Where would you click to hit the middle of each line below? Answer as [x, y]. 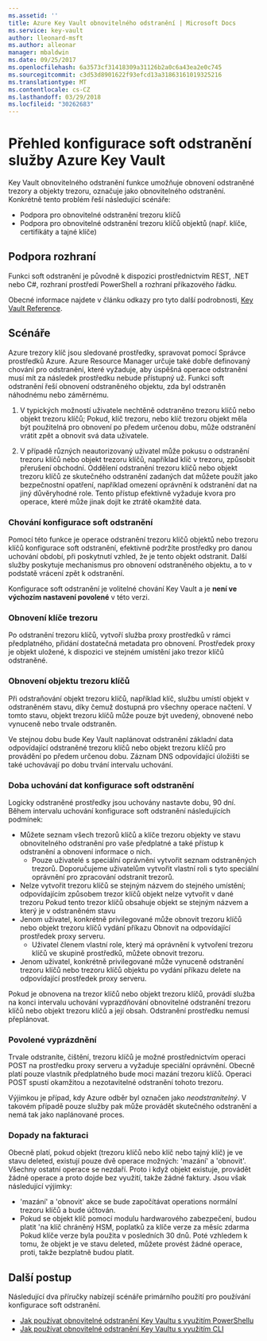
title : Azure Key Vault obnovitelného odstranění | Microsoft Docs [122, 23]
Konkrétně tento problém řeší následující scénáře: [89, 200]
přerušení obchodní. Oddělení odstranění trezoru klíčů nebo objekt [129, 468]
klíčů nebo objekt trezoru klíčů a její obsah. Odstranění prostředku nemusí [129, 1010]
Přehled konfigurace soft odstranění [130, 144]
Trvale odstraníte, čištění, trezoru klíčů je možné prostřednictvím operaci [127, 1057]
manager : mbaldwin [39, 52]
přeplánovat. [29, 1019]
